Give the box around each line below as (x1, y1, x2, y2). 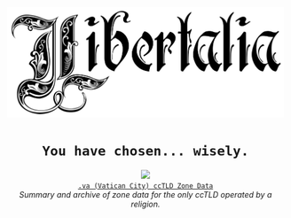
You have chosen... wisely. (42, 143, 249, 160)
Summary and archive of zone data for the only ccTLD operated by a (19, 189, 272, 199)
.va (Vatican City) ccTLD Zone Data (77, 181, 214, 191)
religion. (130, 199, 161, 209)
